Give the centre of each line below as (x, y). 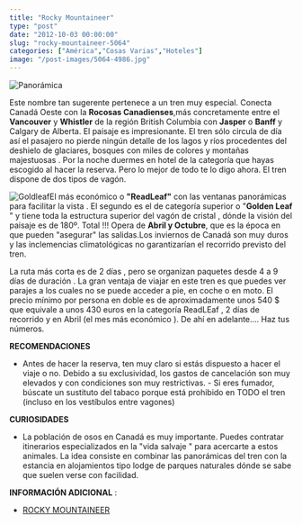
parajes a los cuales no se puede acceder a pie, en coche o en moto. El (142, 290)
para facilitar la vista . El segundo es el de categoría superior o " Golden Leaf (151, 206)
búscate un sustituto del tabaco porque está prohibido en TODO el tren (154, 392)
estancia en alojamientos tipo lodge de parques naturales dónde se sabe (157, 465)
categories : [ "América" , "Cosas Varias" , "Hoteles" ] (106, 51)
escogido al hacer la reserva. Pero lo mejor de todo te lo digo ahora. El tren (148, 169)
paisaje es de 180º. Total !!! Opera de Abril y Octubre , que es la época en (145, 225)
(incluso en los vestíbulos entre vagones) (98, 402)
